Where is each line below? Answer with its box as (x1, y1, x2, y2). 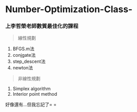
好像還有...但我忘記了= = (5, 101, 57, 107)
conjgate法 (12, 52, 36, 58)
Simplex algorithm (12, 86, 51, 92)
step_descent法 (12, 58, 46, 64)
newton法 (12, 65, 33, 71)
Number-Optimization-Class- (5, 4, 133, 15)
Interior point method (12, 91, 58, 97)
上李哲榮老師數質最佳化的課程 (5, 23, 79, 30)
